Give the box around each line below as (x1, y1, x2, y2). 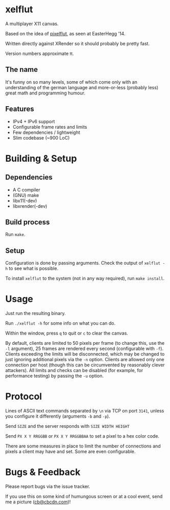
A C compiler (12, 186, 40, 193)
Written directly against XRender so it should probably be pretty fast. (5, 40, 150, 47)
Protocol (5, 391, 42, 402)
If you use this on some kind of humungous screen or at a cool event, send (5, 494, 163, 499)
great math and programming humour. (5, 90, 86, 96)
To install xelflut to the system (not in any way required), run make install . (5, 276, 165, 282)
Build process (5, 218, 50, 226)
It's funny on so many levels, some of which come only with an (5, 79, 138, 85)
